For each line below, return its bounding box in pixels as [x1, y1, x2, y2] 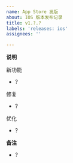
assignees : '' [6, 31, 42, 37]
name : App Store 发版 [6, 8, 59, 15]
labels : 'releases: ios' [6, 25, 68, 32]
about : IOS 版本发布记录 [6, 14, 63, 20]
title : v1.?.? [6, 20, 42, 26]
